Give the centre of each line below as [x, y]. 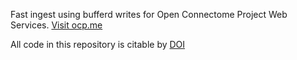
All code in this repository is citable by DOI [98, 44]
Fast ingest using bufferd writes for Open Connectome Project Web [149, 14]
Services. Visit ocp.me [56, 25]
